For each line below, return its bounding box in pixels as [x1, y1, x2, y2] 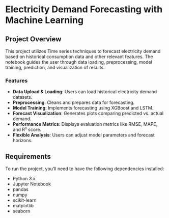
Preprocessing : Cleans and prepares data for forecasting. [12, 99, 135, 105]
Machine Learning [5, 14, 84, 26]
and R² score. [12, 126, 42, 133]
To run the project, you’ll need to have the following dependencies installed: [5, 166, 164, 172]
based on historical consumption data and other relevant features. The [5, 53, 153, 60]
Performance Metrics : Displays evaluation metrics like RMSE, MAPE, [12, 121, 158, 127]
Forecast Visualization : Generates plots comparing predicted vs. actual [12, 111, 164, 117]
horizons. [12, 138, 33, 144]
